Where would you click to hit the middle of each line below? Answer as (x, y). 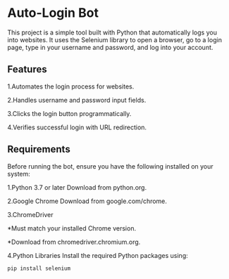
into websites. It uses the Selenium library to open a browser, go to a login (114, 39)
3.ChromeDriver (31, 214)
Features (27, 69)
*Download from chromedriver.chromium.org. (74, 242)
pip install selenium (39, 268)
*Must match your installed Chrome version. (72, 228)
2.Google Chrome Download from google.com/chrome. (87, 201)
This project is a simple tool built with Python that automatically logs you (112, 32)
